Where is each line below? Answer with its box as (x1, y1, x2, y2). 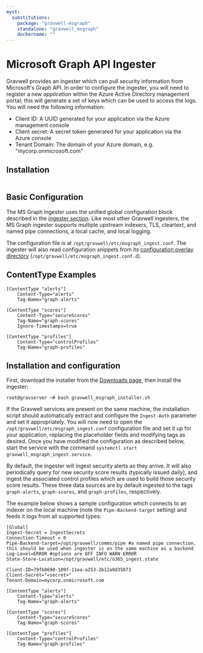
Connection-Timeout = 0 (6, 535, 67, 541)
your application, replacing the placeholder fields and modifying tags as (6, 431, 186, 438)
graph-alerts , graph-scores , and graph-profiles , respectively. (6, 488, 162, 495)
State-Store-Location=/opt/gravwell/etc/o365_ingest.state (6, 556, 159, 563)
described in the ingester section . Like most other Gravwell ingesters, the (6, 215, 189, 222)
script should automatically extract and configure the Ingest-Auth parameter (6, 412, 197, 419)
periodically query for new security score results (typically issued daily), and (6, 469, 198, 476)
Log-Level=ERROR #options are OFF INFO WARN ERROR (6, 551, 137, 557)
